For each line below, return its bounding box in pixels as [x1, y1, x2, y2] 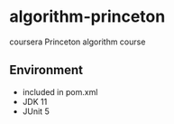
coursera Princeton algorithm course [9, 36, 146, 47]
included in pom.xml [22, 86, 98, 97]
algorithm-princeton [9, 6, 166, 27]
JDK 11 [22, 96, 48, 107]
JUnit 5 [22, 106, 50, 117]
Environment [9, 62, 84, 78]
